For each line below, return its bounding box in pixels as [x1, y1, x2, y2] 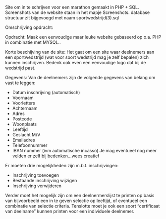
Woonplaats [12, 121, 37, 127]
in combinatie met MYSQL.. [5, 39, 61, 45]
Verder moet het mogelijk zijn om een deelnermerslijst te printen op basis [5, 193, 155, 198]
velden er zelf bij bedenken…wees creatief [12, 153, 100, 159]
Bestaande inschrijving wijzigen [12, 178, 77, 183]
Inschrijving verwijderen [12, 183, 62, 189]
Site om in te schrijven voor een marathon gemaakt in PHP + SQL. [5, 4, 139, 10]
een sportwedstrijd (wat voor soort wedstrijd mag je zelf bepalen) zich [5, 54, 149, 60]
